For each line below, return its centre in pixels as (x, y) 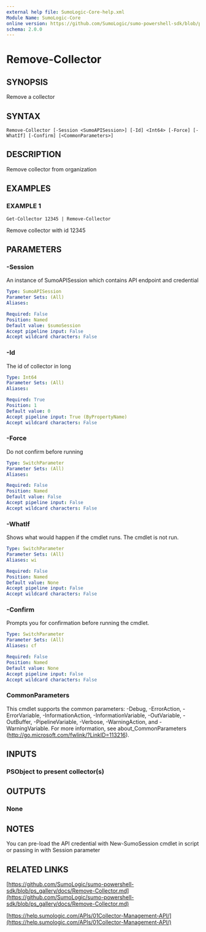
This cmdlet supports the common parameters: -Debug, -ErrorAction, (94, 709)
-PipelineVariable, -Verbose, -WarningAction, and (96, 721)
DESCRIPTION (34, 154)
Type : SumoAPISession (34, 292)
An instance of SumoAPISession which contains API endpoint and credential (103, 281)
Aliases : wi (21, 560)
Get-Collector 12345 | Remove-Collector (59, 219)
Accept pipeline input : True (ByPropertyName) (67, 417)
